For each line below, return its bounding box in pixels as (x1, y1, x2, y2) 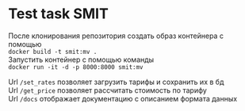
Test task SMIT (8, 5, 109, 23)
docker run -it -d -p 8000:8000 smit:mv (8, 63, 144, 71)
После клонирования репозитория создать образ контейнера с (8, 31, 224, 40)
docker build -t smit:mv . (8, 48, 98, 55)
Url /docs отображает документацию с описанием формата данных (8, 94, 238, 103)
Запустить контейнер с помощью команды (8, 55, 155, 64)
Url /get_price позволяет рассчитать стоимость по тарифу (8, 85, 208, 95)
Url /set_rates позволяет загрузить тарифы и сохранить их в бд (8, 77, 224, 86)
